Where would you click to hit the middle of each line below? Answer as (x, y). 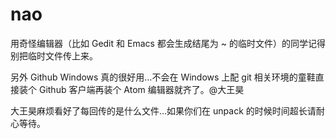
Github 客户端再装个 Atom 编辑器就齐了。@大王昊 (141, 89)
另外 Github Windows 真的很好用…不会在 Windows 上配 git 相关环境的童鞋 (163, 77)
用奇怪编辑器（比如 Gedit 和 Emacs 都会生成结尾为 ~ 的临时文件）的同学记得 (168, 43)
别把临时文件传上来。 (54, 55)
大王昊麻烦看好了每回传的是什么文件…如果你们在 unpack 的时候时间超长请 (163, 110)
